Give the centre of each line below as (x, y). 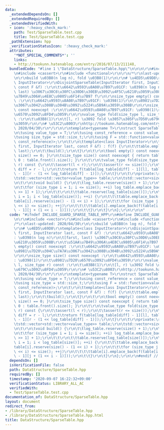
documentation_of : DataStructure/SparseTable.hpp (57, 397)
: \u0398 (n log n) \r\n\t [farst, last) (53, 238)
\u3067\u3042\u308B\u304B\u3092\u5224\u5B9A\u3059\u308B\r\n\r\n (82, 105)
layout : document (23, 402)
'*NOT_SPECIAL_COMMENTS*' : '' (45, 55)
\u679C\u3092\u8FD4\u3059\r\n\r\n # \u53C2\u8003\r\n (69, 269)
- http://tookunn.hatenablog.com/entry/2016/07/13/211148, (75, 64)
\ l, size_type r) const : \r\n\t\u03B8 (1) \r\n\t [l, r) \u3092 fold (84, 265)
